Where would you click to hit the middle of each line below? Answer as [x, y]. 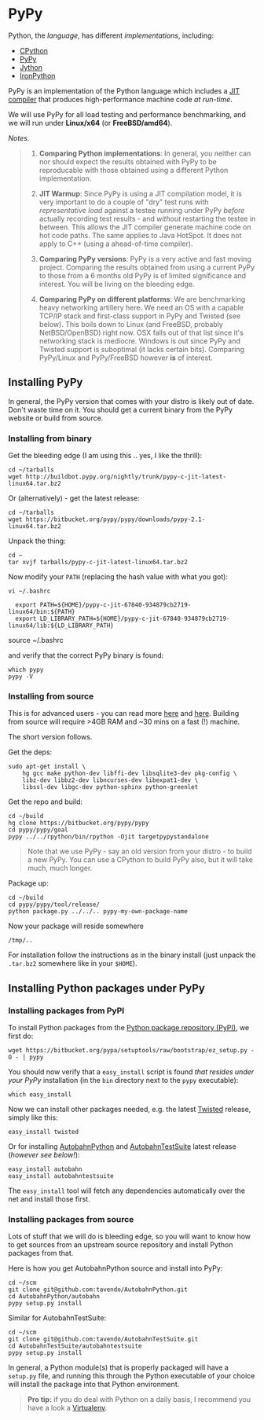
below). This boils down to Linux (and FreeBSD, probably [131, 324]
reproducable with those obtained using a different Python [134, 170]
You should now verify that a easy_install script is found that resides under [131, 1072]
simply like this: [33, 1117]
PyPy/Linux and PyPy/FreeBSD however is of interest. [126, 358]
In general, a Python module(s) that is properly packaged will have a [119, 1367]
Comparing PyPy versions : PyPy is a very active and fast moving [145, 259]
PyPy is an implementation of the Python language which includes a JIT [124, 90]
